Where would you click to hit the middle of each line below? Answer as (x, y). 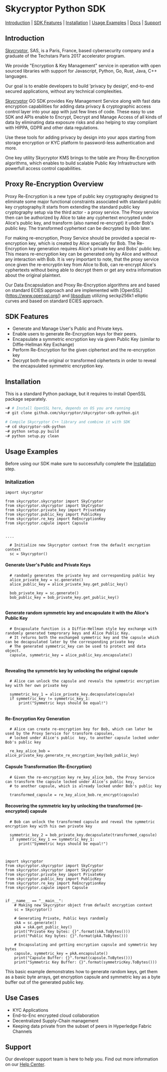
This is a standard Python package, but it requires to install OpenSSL (76, 394)
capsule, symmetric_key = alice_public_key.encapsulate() (71, 655)
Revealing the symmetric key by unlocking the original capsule (72, 670)
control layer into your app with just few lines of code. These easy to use (80, 111)
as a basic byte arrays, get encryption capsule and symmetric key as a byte (83, 977)
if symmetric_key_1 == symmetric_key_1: (52, 839)
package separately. (26, 399)
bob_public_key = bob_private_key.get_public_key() (65, 597)
